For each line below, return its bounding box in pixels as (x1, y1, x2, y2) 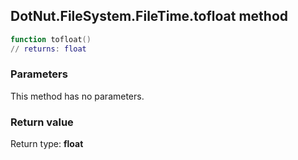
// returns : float (10, 44, 87, 54)
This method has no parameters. (10, 90, 145, 102)
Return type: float (10, 138, 84, 150)
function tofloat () (10, 34, 92, 44)
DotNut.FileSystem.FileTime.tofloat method (10, 8, 289, 25)
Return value (10, 115, 74, 129)
